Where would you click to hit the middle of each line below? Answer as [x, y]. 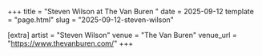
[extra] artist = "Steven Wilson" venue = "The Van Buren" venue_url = [122, 35]
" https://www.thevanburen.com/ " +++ [71, 43]
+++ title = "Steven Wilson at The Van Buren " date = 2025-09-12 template [131, 11]
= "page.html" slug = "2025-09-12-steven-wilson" [91, 20]
